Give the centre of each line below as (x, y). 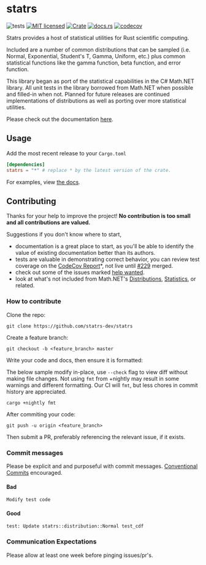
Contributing (31, 201)
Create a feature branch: (37, 337)
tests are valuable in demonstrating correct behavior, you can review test (107, 259)
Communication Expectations (51, 542)
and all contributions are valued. (48, 222)
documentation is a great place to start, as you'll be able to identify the (105, 246)
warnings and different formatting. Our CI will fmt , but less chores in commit (102, 385)
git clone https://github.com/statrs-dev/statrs (70, 326)
